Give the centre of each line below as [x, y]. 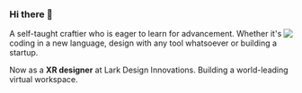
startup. [24, 53]
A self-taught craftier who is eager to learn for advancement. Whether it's [146, 34]
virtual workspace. [44, 80]
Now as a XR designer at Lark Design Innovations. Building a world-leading [149, 70]
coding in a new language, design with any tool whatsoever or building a [143, 43]
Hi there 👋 [31, 14]
